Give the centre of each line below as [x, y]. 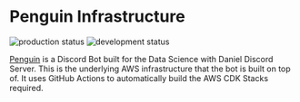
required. [26, 88]
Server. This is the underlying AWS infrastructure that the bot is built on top [150, 69]
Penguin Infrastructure [97, 17]
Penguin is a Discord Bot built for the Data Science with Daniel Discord [141, 59]
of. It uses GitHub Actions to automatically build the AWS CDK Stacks [139, 78]
